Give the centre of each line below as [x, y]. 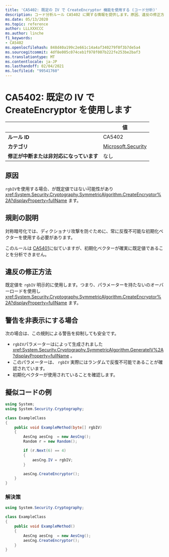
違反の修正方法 [28, 271]
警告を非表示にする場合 [42, 320]
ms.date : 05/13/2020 [27, 19]
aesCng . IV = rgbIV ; [52, 460]
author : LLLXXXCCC [24, 29]
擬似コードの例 [28, 392]
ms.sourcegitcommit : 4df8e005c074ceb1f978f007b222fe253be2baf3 [73, 52]
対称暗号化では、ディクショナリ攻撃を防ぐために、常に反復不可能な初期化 [82, 231]
